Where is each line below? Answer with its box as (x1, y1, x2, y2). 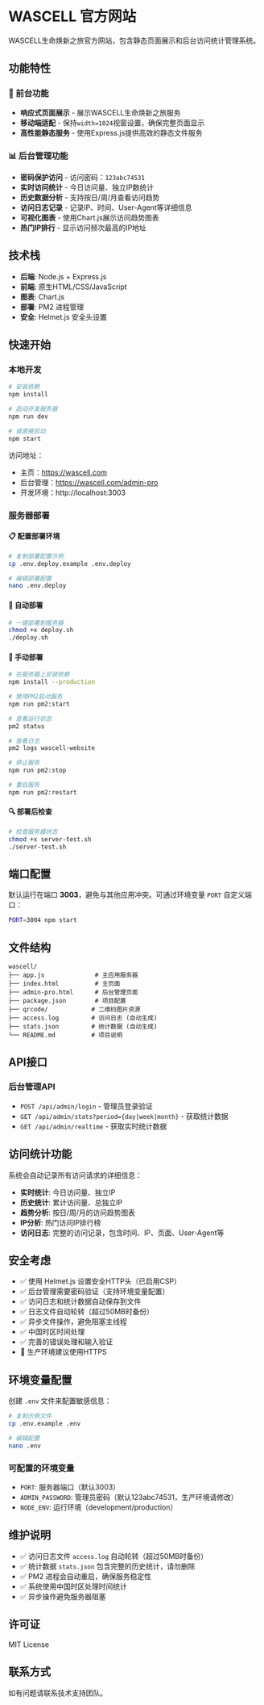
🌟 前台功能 (8, 88, 50, 99)
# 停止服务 (8, 759, 40, 767)
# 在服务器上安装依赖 (8, 671, 70, 679)
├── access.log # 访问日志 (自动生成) (8, 1014, 158, 1022)
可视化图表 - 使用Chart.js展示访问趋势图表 (19, 212, 159, 222)
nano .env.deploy (8, 582, 67, 590)
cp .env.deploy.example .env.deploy (8, 559, 131, 568)
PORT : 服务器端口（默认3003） (19, 1482, 121, 1492)
